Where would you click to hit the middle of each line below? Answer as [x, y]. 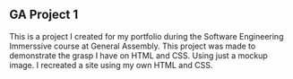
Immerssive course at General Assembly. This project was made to [133, 46]
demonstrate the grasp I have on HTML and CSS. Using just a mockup [139, 55]
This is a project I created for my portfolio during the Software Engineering [146, 36]
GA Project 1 [44, 15]
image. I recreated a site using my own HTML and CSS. [111, 65]
